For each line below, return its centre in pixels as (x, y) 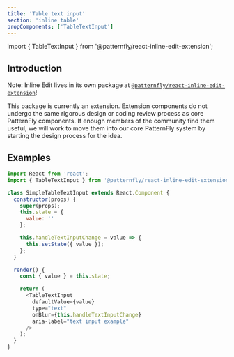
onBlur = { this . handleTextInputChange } (87, 314)
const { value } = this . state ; (65, 276)
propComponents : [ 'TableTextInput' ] (60, 26)
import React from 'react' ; (48, 174)
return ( (32, 289)
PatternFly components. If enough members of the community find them (111, 121)
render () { (29, 270)
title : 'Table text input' (46, 14)
